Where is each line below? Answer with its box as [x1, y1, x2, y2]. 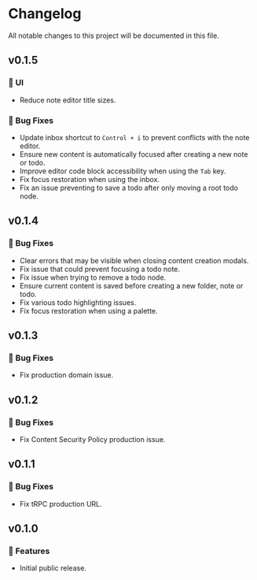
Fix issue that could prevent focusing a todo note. [19, 264, 181, 273]
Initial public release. [19, 563, 86, 573]
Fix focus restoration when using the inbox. [19, 174, 160, 184]
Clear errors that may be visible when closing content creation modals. [19, 255, 249, 265]
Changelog [8, 5, 82, 23]
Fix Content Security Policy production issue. [19, 434, 166, 444]
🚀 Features [8, 545, 50, 556]
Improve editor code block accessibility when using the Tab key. [19, 166, 226, 176]
